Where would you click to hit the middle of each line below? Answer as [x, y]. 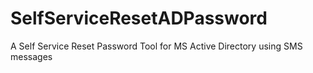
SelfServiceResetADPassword [139, 18]
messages [31, 56]
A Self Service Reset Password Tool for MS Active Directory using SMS [156, 46]
